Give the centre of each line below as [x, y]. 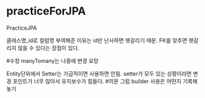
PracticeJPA [22, 28]
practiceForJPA [46, 11]
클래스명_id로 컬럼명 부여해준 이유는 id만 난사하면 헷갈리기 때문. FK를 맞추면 [97, 40]
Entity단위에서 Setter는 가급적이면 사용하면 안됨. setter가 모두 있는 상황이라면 [99, 73]
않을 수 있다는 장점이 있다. [49, 48]
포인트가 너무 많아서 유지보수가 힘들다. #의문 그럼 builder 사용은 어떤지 [97, 81]
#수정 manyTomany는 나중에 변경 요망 [52, 60]
